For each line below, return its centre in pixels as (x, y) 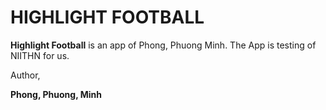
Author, (25, 75)
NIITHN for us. (40, 55)
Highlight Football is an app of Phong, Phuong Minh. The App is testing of (163, 45)
